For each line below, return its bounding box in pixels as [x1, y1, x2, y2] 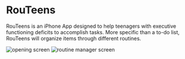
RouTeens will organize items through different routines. [6, 35, 142, 42]
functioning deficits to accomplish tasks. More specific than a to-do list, [6, 28, 180, 35]
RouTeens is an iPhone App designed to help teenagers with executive [6, 23, 176, 30]
